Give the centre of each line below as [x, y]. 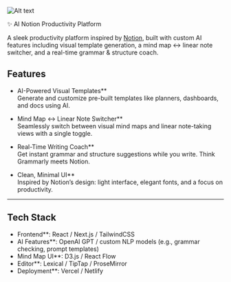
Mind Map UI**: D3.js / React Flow [66, 256]
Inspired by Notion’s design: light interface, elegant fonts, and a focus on [120, 182]
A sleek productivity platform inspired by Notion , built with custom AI [104, 38]
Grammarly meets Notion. [54, 161]
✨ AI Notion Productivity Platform [54, 24]
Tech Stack [32, 218]
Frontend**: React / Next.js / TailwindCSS [76, 234]
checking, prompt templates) [58, 249]
